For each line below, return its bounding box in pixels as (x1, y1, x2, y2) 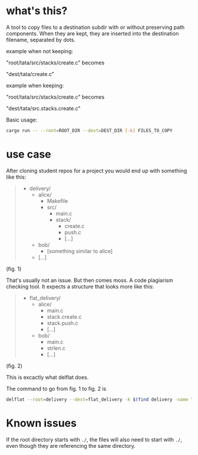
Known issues (6, 416, 77, 430)
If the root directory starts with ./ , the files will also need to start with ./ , (6, 436, 183, 443)
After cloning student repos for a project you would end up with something (6, 167, 187, 174)
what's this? (6, 4, 68, 18)
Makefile (47, 197, 68, 204)
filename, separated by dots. (6, 36, 75, 43)
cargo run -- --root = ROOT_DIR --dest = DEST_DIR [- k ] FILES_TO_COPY (6, 127, 173, 133)
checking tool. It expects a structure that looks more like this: (6, 283, 154, 290)
